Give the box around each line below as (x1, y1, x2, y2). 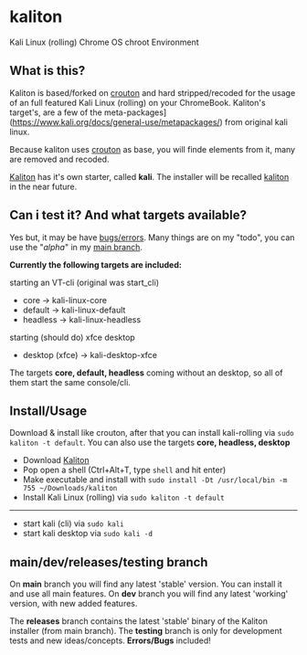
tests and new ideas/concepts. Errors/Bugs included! (9, 635, 212, 646)
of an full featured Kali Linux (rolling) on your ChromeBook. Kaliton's (9, 97, 267, 108)
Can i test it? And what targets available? (9, 207, 247, 223)
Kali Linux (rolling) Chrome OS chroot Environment (9, 37, 199, 48)
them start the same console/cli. (9, 376, 131, 387)
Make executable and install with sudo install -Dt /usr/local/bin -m (22, 474, 288, 485)
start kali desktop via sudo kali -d (22, 528, 153, 539)
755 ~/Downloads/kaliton (22, 484, 118, 493)
